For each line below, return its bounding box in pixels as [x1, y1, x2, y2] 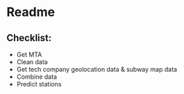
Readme [6, 4, 56, 20]
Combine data [16, 72, 57, 81]
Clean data [16, 58, 48, 66]
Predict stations [16, 80, 62, 88]
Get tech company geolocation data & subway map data [16, 65, 178, 73]
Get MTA [16, 50, 42, 58]
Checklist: [6, 32, 52, 44]
